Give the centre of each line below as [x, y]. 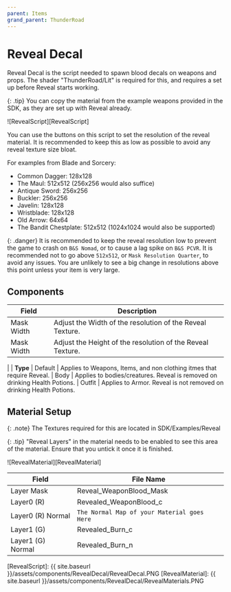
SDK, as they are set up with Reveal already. [69, 108]
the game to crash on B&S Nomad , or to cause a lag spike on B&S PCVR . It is [110, 248]
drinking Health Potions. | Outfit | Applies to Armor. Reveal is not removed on [115, 383]
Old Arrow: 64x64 [43, 220]
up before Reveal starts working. [53, 87]
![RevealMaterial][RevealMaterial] [54, 463]
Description [137, 311]
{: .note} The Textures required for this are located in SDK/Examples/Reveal [114, 428]
